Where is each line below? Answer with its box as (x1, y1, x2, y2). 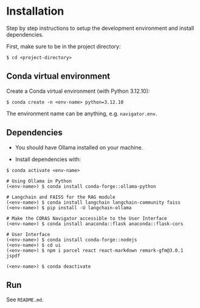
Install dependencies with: (15, 156, 81, 163)
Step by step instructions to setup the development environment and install (6, 24, 195, 32)
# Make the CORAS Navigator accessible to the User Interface (6, 215, 167, 221)
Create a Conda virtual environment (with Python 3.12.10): (6, 87, 150, 95)
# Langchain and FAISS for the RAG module (6, 194, 116, 200)
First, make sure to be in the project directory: (6, 43, 121, 50)
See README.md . (6, 296, 44, 303)
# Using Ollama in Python (6, 178, 72, 184)
